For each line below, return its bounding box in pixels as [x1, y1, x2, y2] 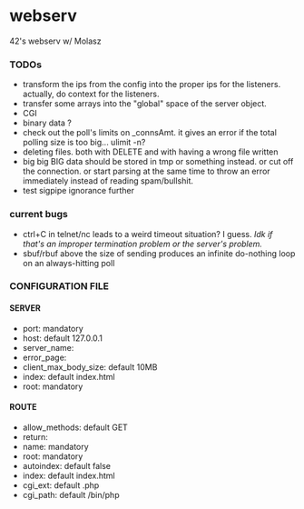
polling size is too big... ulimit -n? [22, 137, 146, 148]
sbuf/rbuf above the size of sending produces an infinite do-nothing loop [22, 247, 296, 259]
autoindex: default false [22, 460, 112, 471]
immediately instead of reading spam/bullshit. [22, 175, 193, 186]
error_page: [22, 352, 67, 363]
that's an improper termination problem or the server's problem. [22, 238, 263, 249]
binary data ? [22, 117, 73, 128]
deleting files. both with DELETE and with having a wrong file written [22, 146, 279, 157]
